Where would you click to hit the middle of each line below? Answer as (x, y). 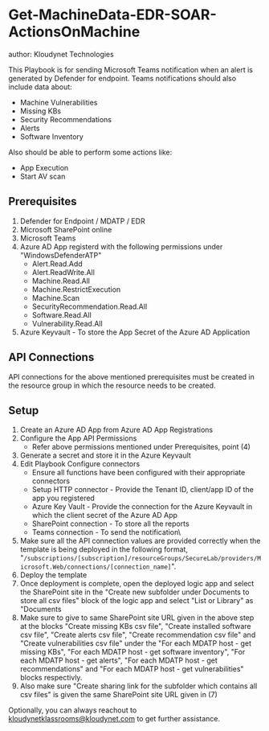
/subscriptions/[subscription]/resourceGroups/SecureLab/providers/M (142, 559)
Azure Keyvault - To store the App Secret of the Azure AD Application (135, 332)
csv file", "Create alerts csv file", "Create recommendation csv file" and (138, 635)
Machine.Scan (56, 298)
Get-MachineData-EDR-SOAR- (112, 15)
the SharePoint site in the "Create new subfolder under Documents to (134, 592)
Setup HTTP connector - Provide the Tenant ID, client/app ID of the (143, 490)
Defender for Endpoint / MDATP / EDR (83, 221)
